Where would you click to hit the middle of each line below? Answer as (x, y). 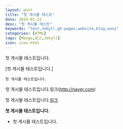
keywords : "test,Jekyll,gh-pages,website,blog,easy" (62, 29)
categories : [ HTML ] (26, 33)
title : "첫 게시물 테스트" (30, 15)
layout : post (19, 10)
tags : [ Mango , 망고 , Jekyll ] (33, 38)
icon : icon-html (22, 43)
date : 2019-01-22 (24, 19)
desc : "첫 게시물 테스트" (29, 24)
